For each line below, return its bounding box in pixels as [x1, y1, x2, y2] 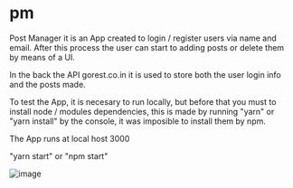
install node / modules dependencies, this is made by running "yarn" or [9, 106, 275, 117]
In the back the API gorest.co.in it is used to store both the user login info [9, 69, 282, 80]
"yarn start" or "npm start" [9, 150, 109, 161]
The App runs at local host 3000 [9, 133, 130, 144]
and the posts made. [9, 79, 86, 89]
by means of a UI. [9, 52, 75, 62]
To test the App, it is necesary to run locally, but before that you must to [9, 96, 277, 107]
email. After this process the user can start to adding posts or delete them [9, 42, 285, 52]
